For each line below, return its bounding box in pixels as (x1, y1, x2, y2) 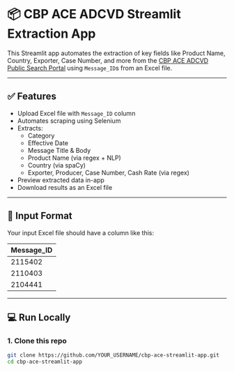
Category (27, 131, 55, 140)
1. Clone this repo (7, 336, 68, 345)
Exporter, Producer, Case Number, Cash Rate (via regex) (27, 168, 190, 177)
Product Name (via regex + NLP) (27, 154, 122, 162)
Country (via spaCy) (27, 161, 86, 169)
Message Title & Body (27, 146, 91, 154)
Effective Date (27, 138, 68, 147)
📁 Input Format (7, 210, 73, 222)
